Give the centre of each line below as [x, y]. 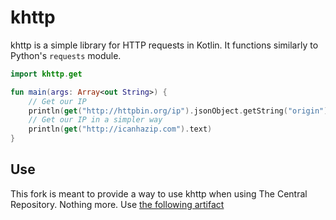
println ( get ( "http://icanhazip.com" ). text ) [120, 129]
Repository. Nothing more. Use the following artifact [117, 204]
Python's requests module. [66, 55]
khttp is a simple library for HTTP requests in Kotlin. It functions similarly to [164, 45]
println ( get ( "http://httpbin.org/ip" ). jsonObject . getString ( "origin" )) [180, 111]
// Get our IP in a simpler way [95, 120]
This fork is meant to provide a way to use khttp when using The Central [159, 193]
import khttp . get [46, 74]
